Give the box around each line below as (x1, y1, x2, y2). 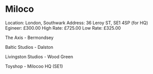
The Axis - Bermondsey (5, 35, 54, 40)
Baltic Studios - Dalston (5, 44, 54, 50)
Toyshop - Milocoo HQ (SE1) (5, 63, 63, 69)
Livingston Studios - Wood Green (5, 53, 74, 60)
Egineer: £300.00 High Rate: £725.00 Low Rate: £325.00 (5, 25, 121, 31)
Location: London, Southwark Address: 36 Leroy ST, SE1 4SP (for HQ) (5, 20, 148, 26)
